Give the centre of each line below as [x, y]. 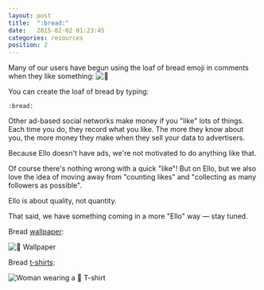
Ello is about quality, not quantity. [62, 201]
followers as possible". [45, 186]
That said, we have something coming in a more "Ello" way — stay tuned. [128, 216]
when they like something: [51, 76]
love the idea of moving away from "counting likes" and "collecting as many [132, 177]
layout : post [30, 15]
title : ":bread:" [39, 23]
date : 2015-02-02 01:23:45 [56, 30]
